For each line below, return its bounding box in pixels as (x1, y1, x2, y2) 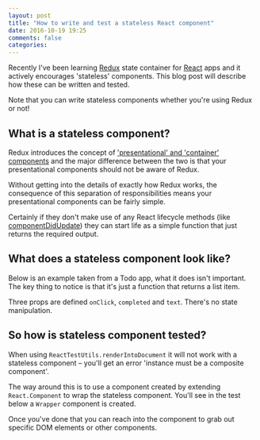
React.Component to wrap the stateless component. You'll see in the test (8, 390, 241, 399)
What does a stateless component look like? (8, 252, 231, 266)
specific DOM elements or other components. (8, 423, 158, 432)
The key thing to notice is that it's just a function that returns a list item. (8, 281, 240, 291)
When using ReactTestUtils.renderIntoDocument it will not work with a (8, 349, 238, 359)
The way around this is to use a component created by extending (8, 382, 221, 392)
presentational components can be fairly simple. (8, 196, 166, 206)
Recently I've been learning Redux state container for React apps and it (8, 63, 241, 72)
